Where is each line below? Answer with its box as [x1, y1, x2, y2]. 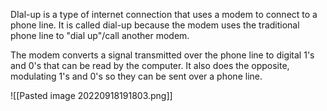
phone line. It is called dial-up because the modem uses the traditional [10, 19, 300, 31]
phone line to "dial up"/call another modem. [10, 30, 190, 41]
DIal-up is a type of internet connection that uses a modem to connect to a [10, 9, 318, 20]
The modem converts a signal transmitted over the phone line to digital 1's [10, 49, 315, 61]
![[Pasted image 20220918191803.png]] [10, 90, 173, 101]
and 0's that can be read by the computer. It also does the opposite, [10, 60, 290, 71]
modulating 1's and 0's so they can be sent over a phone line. [10, 70, 263, 82]
